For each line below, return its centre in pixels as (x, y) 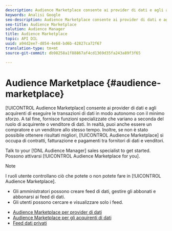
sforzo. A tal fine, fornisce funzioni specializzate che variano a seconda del (84, 119)
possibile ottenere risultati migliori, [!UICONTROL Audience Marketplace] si (84, 135)
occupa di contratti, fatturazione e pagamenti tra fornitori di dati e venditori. (85, 141)
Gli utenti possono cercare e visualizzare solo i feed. (68, 202)
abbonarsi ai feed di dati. (39, 197)
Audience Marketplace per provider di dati (57, 212)
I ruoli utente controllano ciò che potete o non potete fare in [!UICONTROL (83, 176)
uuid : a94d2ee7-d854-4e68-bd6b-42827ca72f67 (53, 44)
